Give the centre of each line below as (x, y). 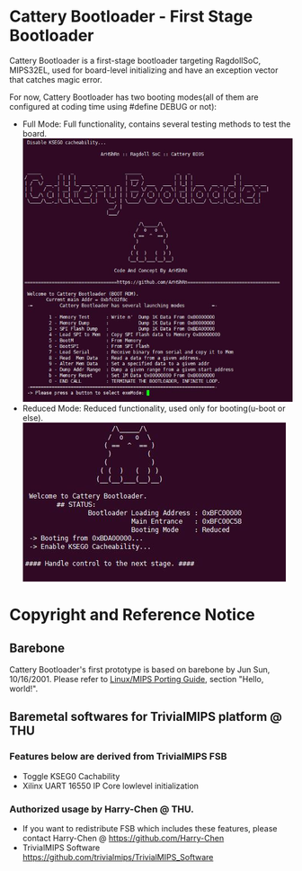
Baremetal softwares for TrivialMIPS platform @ (146, 717)
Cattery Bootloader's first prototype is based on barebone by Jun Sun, (140, 670)
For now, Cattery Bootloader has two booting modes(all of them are (134, 97)
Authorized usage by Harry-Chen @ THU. (102, 809)
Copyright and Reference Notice (133, 615)
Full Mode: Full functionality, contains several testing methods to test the (156, 124)
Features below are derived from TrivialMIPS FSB (118, 757)
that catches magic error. (56, 79)
